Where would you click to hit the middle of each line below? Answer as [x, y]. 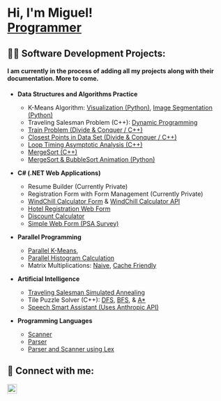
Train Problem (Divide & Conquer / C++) [85, 130]
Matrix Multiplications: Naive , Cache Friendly [92, 265]
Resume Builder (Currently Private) [78, 186]
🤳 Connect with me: [51, 371]
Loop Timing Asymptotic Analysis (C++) [85, 144]
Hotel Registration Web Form [69, 209]
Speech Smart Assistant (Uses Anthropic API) [93, 307]
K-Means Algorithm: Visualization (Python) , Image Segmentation [120, 107]
